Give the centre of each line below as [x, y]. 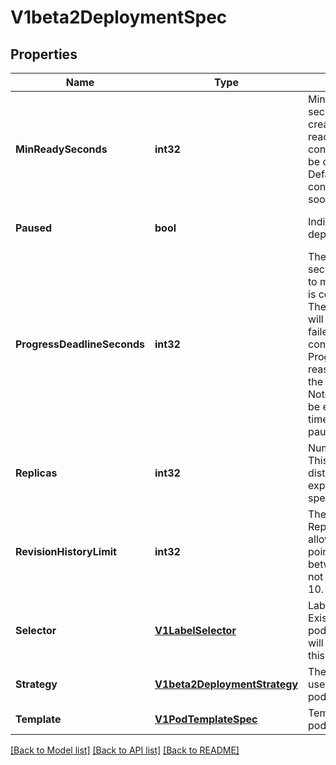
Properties [44, 54]
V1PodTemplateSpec [206, 719]
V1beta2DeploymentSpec [119, 17]
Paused [33, 228]
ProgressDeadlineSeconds [80, 344]
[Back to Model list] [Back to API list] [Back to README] [125, 750]
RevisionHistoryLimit [66, 551]
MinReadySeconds [61, 149]
